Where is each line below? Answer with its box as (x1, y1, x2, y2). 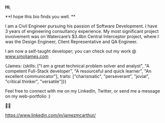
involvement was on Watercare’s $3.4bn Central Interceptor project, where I (5, 34, 159, 39)
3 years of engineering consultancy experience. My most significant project (5, 28, 159, 34)
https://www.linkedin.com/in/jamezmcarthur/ (5, 112, 96, 118)
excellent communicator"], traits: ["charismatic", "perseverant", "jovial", (5, 74, 150, 79)
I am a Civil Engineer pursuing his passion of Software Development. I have (5, 23, 158, 29)
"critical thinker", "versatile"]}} (5, 78, 66, 84)
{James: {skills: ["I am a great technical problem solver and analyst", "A (5, 63, 150, 69)
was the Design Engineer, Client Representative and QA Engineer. (5, 39, 138, 45)
